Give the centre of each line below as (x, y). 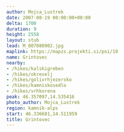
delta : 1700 (21, 23)
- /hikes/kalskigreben (35, 68)
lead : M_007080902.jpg (35, 46)
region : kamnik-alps (33, 108)
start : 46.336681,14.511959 (42, 114)
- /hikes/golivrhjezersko (39, 80)
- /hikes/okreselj (29, 74)
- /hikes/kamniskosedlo (36, 86)
